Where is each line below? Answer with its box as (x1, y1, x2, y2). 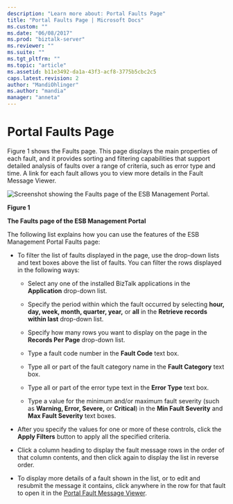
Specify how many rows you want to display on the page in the (27, 328, 207, 337)
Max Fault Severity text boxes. (27, 411, 116, 420)
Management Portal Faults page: (7, 237, 101, 246)
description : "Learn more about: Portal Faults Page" (7, 10, 166, 17)
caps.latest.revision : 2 (7, 74, 79, 82)
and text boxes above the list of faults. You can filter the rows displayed (17, 258, 222, 267)
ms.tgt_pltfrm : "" (7, 56, 60, 62)
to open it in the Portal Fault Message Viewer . (17, 489, 148, 497)
